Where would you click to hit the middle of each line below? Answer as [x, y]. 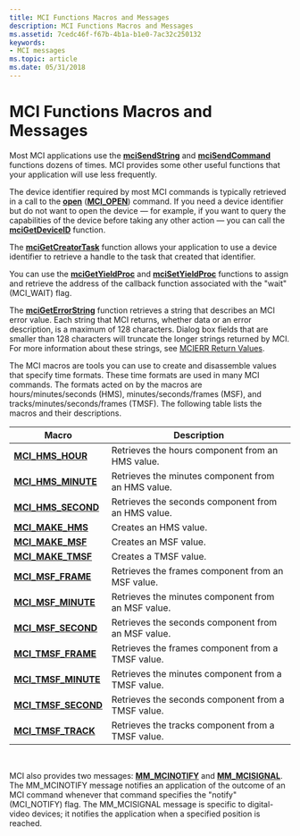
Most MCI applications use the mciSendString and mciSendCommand [140, 155]
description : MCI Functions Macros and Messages [101, 26]
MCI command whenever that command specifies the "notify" [123, 794]
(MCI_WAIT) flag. [41, 292]
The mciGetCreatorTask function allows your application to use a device [143, 247]
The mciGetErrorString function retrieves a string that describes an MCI [142, 310]
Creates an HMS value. [159, 527]
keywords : [28, 42]
